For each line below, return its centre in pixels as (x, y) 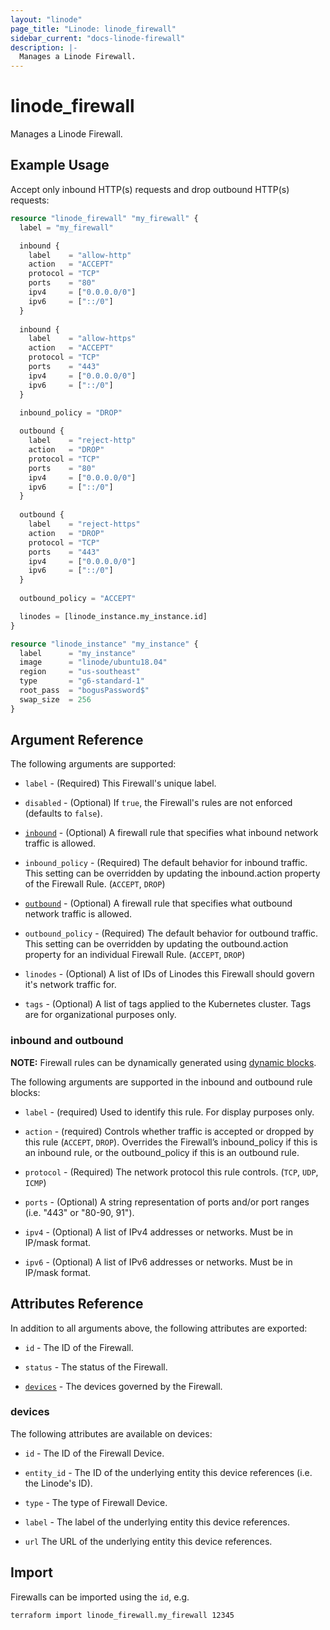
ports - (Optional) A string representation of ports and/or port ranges (167, 1202)
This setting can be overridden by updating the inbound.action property (172, 873)
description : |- (44, 47)
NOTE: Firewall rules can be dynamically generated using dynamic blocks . (163, 1062)
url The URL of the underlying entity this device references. (148, 1541)
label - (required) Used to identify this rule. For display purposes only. (169, 1112)
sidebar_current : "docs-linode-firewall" (98, 38)
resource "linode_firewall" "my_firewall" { (104, 218)
